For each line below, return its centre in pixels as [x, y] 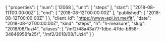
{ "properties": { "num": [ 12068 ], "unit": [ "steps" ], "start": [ [69, 7]
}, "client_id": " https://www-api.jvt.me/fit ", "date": [100, 18]
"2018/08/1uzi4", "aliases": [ [35, 29]
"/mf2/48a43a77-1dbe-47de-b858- [102, 29]
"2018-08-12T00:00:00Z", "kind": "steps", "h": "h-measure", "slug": [76, 23]
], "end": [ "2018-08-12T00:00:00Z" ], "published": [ [91, 13]
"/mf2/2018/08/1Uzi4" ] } [68, 34]
